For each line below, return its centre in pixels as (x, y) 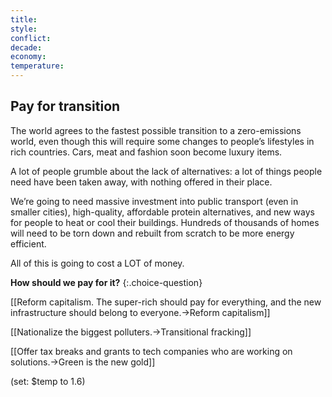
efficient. (28, 243)
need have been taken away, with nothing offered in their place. (141, 182)
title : (24, 19)
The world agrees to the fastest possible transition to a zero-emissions (156, 130)
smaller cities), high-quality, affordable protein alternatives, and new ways (162, 212)
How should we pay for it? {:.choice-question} (106, 282)
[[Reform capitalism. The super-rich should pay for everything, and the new (166, 302)
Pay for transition (65, 106)
